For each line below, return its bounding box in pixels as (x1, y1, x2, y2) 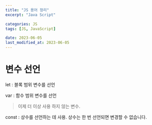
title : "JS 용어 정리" (5, 7, 49, 13)
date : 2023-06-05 (5, 35, 42, 41)
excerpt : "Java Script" (5, 12, 56, 17)
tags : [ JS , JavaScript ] (5, 26, 56, 31)
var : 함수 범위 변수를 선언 (5, 92, 57, 98)
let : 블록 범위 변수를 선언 (5, 81, 55, 87)
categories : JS (5, 21, 38, 27)
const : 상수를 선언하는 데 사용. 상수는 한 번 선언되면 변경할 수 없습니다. (5, 114, 147, 120)
